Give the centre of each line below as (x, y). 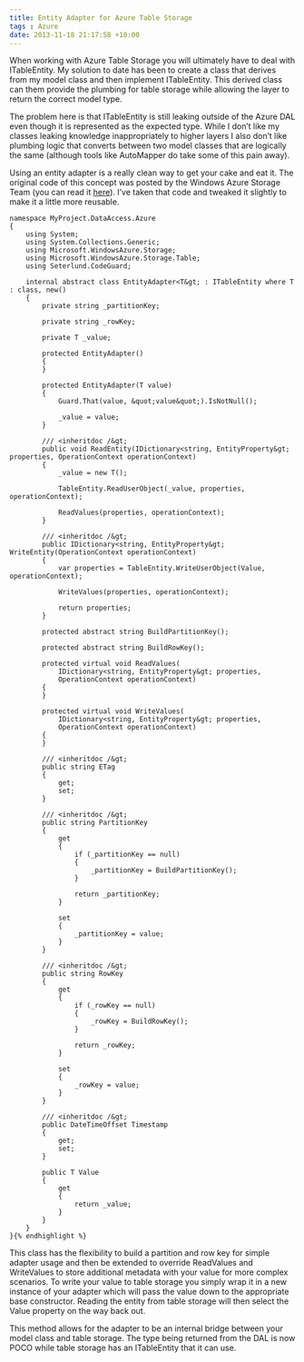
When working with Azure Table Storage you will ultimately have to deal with (152, 61)
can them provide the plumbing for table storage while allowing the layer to (150, 89)
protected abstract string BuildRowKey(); (123, 648)
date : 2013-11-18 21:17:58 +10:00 (75, 35)
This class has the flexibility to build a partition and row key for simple (140, 1253)
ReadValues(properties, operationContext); (141, 513)
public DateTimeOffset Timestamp (105, 1125)
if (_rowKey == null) (115, 1006)
